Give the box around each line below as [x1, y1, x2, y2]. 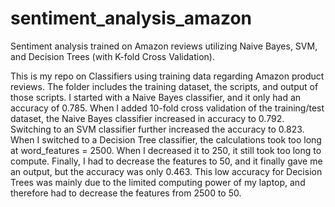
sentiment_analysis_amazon [10, 7, 252, 30]
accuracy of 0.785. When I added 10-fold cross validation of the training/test [10, 102, 325, 114]
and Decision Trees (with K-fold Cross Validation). [10, 50, 215, 62]
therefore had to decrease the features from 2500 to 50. [10, 187, 242, 199]
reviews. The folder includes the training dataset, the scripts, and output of [10, 80, 319, 92]
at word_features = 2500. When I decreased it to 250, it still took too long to [10, 144, 322, 156]
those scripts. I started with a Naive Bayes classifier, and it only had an [10, 91, 302, 103]
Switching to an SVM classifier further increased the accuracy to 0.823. [10, 123, 305, 135]
